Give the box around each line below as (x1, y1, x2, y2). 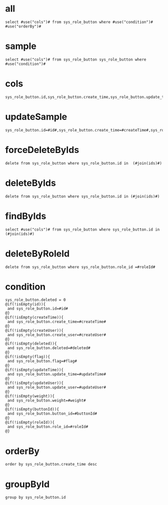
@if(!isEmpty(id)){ (5, 302, 46, 307)
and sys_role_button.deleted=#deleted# (7, 345, 91, 350)
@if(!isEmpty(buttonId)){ (5, 407, 59, 412)
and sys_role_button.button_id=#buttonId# (7, 411, 97, 416)
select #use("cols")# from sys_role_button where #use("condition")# (5, 19, 153, 24)
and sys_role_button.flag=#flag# (7, 358, 77, 364)
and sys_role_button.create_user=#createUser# (7, 332, 106, 337)
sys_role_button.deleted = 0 (5, 297, 66, 302)
